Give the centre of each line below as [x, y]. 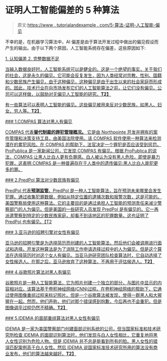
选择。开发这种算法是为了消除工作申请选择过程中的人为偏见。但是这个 [85, 249]
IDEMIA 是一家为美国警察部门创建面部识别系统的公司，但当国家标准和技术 [81, 329]
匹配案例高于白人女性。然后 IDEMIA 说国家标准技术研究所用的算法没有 [81, 347]
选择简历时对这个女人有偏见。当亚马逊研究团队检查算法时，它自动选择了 [88, 255]
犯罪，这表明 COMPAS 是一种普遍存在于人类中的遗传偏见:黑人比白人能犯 [80, 163]
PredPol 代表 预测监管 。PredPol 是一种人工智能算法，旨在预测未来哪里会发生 [83, 190]
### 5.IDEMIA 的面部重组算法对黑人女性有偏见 [53, 318]
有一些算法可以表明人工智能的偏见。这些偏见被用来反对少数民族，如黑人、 [81, 105]
